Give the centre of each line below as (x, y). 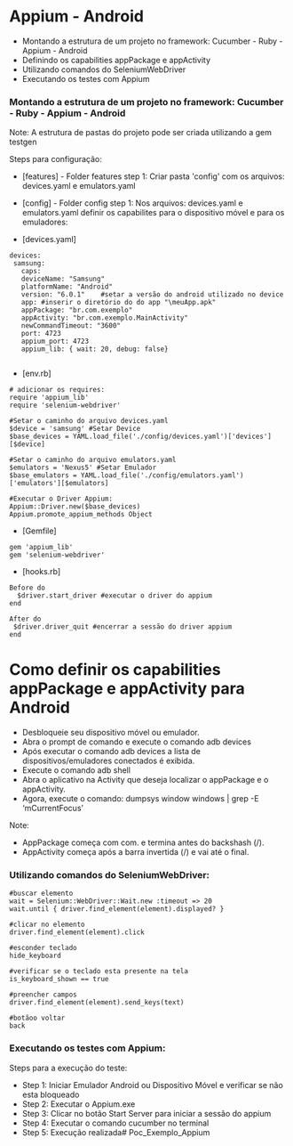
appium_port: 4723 (55, 341)
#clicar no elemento (48, 925)
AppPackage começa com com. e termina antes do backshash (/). (143, 842)
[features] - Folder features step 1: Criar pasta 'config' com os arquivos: (153, 176)
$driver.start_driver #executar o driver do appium (115, 596)
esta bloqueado (51, 1094)
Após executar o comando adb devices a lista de (111, 752)
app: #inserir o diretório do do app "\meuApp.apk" (119, 303)
